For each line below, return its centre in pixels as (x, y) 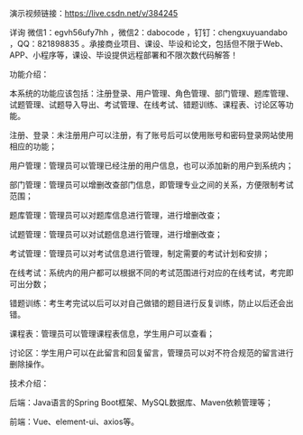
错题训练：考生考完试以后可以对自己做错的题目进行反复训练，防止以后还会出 (151, 303)
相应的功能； (33, 146)
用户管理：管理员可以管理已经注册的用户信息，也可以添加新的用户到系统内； (151, 166)
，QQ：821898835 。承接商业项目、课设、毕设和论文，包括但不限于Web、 (149, 44)
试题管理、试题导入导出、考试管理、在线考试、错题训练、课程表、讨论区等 (147, 105)
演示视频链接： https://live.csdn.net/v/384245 (94, 13)
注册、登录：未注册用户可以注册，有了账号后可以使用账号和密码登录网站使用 (151, 135)
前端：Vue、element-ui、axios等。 (74, 421)
